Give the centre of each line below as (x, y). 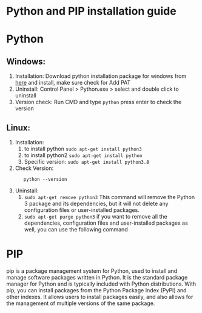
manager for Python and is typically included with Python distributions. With (101, 284)
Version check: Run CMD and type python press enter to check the (98, 102)
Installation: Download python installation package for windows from (101, 76)
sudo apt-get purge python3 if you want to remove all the (96, 216)
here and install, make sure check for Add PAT (73, 83)
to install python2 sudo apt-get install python (83, 155)
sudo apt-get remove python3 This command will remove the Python (109, 197)
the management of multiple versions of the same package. (81, 303)
